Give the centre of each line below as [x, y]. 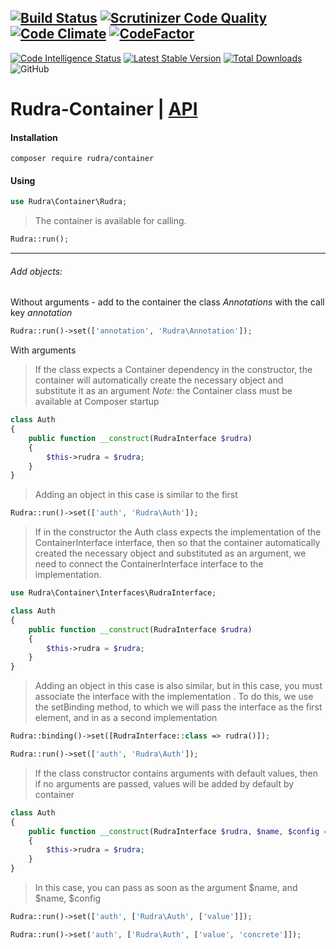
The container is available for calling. [110, 221]
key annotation [41, 313]
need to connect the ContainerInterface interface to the [149, 564]
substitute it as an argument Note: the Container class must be [163, 391]
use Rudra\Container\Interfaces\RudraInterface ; [113, 593]
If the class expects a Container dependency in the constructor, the [173, 370]
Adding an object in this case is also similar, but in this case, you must [178, 686]
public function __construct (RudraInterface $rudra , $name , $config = [178, 831]
